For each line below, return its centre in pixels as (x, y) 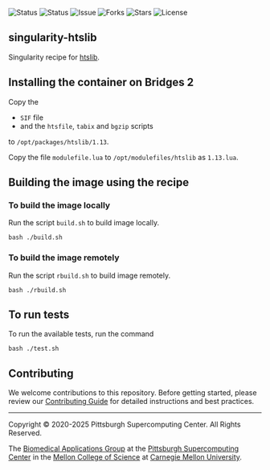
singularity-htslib (53, 37)
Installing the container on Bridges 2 (101, 82)
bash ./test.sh (34, 349)
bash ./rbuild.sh (37, 290)
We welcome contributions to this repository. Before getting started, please (133, 393)
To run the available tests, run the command (81, 334)
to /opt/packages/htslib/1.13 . (59, 142)
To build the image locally (59, 205)
